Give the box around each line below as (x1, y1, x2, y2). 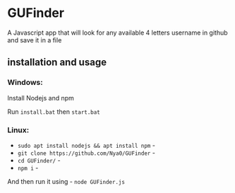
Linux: (7, 125, 30, 135)
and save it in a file (7, 35, 62, 44)
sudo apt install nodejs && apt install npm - (17, 141, 155, 149)
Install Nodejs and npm (7, 93, 74, 102)
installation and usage (7, 57, 107, 69)
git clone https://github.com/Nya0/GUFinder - (17, 148, 155, 157)
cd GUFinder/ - (17, 156, 61, 164)
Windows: (7, 78, 44, 88)
